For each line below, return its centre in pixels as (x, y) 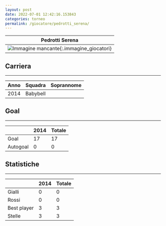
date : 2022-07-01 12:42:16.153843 (41, 14)
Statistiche (22, 164)
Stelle (14, 216)
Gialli (13, 192)
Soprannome (66, 86)
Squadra (36, 86)
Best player (21, 208)
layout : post (19, 10)
